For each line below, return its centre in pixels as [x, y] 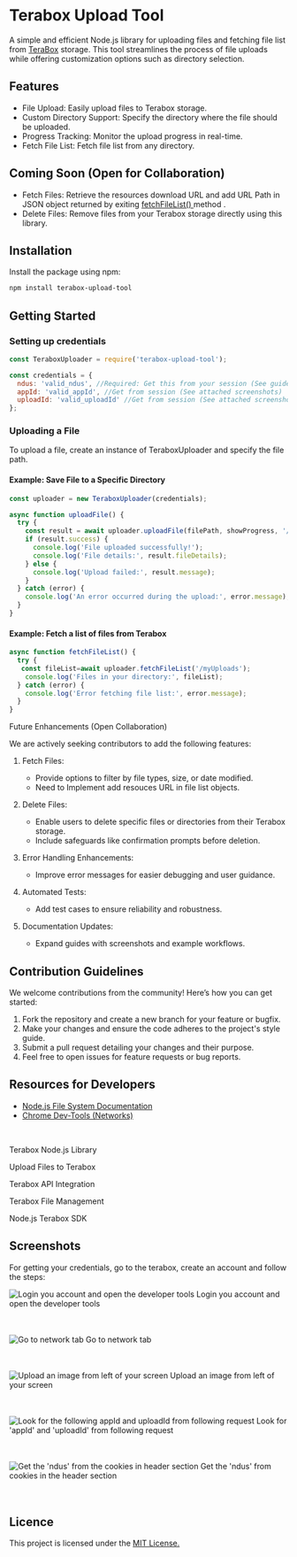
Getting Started [53, 316]
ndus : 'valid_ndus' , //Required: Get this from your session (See [142, 383]
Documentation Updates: [67, 927]
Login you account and [238, 1294]
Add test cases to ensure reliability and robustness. [129, 909]
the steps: [27, 1276]
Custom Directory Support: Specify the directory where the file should [150, 117]
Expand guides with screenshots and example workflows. [140, 944]
